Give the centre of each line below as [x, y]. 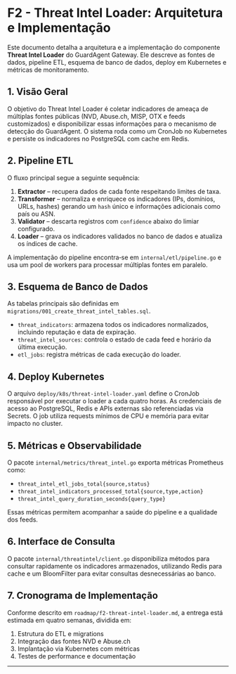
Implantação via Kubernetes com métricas [79, 649]
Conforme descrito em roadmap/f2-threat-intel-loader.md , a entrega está [115, 612]
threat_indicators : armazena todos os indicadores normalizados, [113, 325]
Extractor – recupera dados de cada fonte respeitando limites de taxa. [119, 191]
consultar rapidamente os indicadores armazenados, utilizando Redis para [115, 566]
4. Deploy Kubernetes [56, 376]
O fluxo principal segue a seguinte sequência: [74, 178]
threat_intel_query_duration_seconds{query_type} [92, 499]
